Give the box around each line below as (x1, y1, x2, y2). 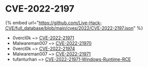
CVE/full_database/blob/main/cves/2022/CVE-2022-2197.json (5, 25, 134, 31)
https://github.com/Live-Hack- (38, 20, 102, 26)
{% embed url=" (5, 20, 39, 26)
